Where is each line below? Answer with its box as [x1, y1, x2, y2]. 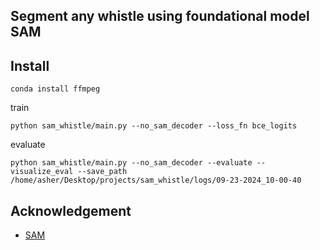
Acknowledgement [10, 202, 132, 219]
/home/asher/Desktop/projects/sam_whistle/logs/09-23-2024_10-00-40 [10, 175, 302, 186]
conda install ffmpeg [10, 84, 101, 94]
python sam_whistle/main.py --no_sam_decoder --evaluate [10, 158, 253, 168]
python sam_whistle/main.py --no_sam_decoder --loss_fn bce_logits [10, 121, 298, 131]
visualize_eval [10, 167, 74, 177]
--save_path [77, 167, 128, 177]
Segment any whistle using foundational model [10, 8, 310, 25]
